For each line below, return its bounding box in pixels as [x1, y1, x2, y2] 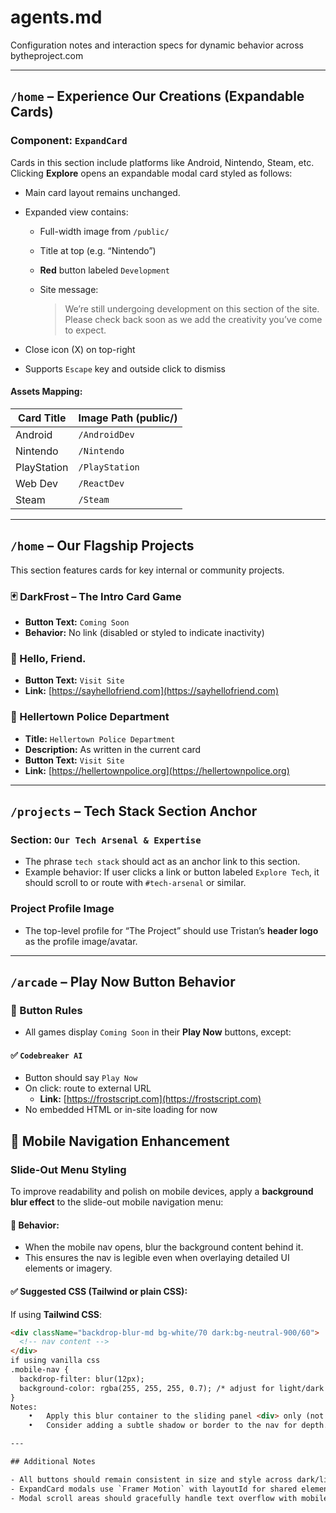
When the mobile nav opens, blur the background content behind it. [24, 1241, 304, 1253]
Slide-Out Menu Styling [10, 1162, 127, 1176]
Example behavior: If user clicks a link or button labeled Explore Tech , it [24, 866, 320, 878]
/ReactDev [78, 477, 125, 489]
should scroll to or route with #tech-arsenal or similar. [24, 877, 247, 889]
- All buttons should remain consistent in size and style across [10, 1474, 293, 1485]
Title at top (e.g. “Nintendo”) [39, 244, 157, 256]
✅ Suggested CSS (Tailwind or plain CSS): [10, 1285, 188, 1297]
